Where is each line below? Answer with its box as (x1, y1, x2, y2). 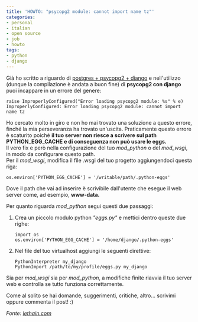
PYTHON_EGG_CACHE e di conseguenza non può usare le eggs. (6, 138, 167, 145)
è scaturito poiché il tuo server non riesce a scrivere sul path (6, 131, 157, 139)
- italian (6, 25, 31, 31)
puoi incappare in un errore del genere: (6, 87, 102, 94)
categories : (6, 14, 35, 20)
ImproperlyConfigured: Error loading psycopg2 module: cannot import (6, 103, 181, 109)
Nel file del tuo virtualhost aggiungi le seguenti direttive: (14, 247, 151, 254)
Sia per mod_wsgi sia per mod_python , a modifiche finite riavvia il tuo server (6, 274, 192, 281)
